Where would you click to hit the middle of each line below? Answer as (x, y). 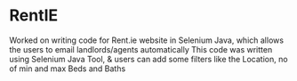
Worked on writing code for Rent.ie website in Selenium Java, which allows (147, 40)
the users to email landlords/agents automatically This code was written (141, 49)
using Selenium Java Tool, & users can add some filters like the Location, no (148, 59)
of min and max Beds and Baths (68, 69)
